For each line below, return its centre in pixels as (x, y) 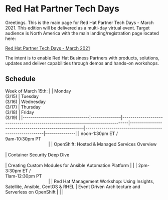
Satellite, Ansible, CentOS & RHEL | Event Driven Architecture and (73, 186)
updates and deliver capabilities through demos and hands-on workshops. (82, 63)
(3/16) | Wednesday (26, 101)
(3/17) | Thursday (23, 107)
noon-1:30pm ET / (99, 133)
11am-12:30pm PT (24, 176)
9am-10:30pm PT (23, 138)
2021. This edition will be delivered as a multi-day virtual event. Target (77, 27)
